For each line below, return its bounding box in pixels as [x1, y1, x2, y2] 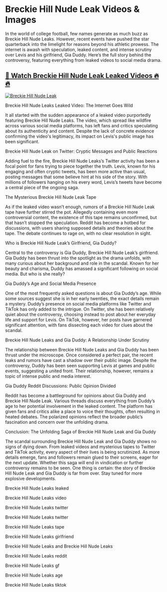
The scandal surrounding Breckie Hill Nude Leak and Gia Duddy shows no [5, 438, 157, 444]
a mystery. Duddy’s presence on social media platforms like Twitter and [5, 300, 152, 306]
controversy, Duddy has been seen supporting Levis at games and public [5, 362, 155, 368]
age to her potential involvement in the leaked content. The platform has [5, 403, 153, 409]
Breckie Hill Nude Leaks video [5, 495, 67, 501]
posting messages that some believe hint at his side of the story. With [5, 174, 148, 180]
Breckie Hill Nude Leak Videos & [5, 3, 140, 15]
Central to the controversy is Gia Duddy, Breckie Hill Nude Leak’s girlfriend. [5, 250, 159, 256]
